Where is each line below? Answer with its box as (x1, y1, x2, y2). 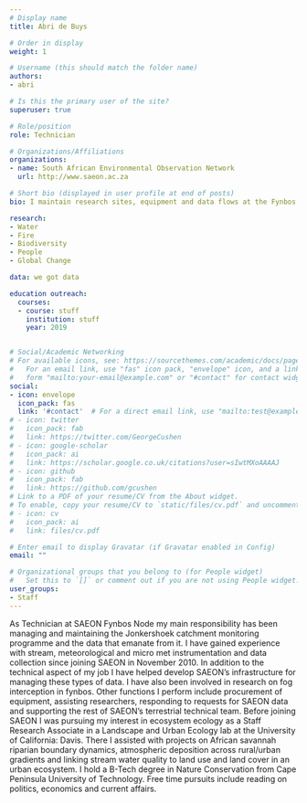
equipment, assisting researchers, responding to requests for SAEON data (9, 695, 289, 706)
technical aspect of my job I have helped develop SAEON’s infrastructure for (9, 666, 297, 677)
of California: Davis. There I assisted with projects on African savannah (9, 734, 277, 745)
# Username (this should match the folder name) (9, 63, 198, 73)
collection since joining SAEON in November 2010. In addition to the (9, 657, 265, 668)
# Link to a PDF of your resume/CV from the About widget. (9, 492, 239, 502)
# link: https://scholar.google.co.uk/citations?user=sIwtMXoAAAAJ (9, 458, 281, 467)
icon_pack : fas (17, 398, 76, 407)
